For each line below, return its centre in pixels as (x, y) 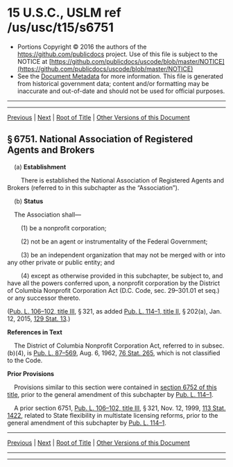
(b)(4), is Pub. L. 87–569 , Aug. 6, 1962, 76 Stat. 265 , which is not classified (114, 353)
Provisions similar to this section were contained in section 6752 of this (115, 387)
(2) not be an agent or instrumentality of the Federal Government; (114, 241)
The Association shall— (48, 214)
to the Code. (25, 360)
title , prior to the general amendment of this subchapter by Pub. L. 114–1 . (110, 394)
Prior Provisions (31, 373)
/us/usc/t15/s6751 (61, 27)
